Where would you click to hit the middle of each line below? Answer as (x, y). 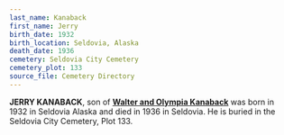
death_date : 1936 (42, 51)
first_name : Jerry (44, 26)
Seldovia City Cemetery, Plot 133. (71, 121)
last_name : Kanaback (48, 18)
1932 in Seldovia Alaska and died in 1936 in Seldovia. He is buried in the (142, 111)
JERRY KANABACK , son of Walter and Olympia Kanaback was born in (142, 102)
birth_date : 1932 (42, 34)
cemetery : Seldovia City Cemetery (74, 59)
